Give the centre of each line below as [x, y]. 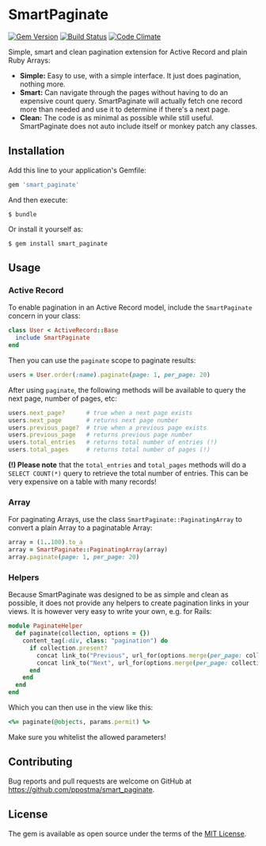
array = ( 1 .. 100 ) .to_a [46, 543]
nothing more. [42, 84]
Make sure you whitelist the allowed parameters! [87, 737]
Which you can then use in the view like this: [81, 707]
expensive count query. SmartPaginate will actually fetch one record [131, 101]
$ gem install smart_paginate [58, 243]
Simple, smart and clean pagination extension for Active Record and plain [128, 51]
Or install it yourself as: [46, 229]
